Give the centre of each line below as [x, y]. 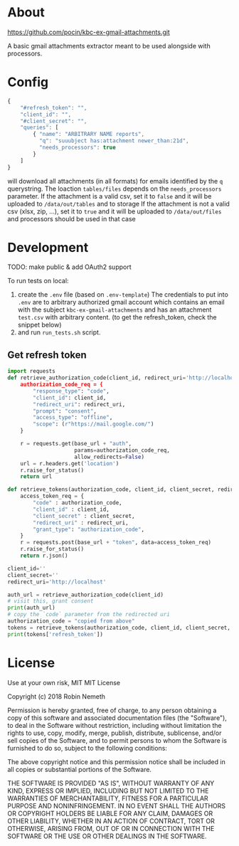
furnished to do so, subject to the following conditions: [87, 748]
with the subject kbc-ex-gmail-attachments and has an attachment [115, 310]
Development [48, 247]
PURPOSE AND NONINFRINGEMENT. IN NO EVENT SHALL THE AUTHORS [117, 805]
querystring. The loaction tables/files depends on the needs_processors [115, 189]
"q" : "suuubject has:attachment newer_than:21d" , [114, 141]
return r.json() [44, 556]
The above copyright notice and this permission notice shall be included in [116, 761]
